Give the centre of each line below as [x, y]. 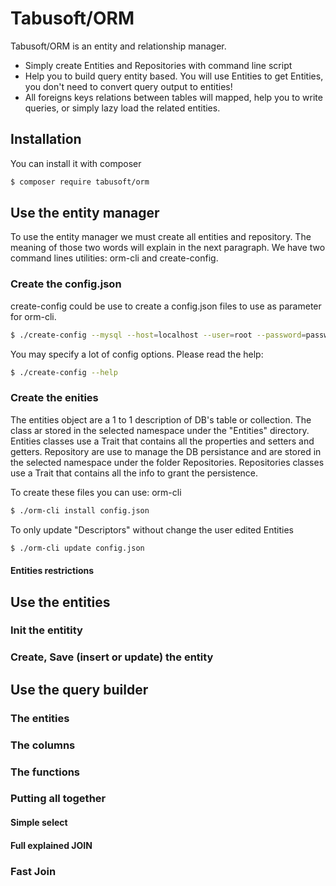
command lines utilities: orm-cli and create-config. [114, 258]
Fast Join [33, 871]
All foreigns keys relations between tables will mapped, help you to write [173, 97]
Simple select [39, 823]
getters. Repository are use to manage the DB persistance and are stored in [166, 451]
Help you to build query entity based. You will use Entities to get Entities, [174, 76]
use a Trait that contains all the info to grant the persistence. [134, 473]
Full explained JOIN [51, 845]
